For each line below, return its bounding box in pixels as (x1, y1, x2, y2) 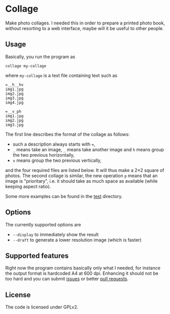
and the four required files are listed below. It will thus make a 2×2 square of (5, 167, 164, 173)
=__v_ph (5, 109, 22, 114)
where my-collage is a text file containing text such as (5, 72, 118, 78)
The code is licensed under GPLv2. (5, 304, 79, 310)
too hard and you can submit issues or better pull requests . (5, 276, 129, 282)
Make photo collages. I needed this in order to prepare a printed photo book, (5, 20, 165, 26)
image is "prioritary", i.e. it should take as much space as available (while (5, 178, 158, 184)
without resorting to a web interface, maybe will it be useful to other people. (5, 25, 164, 31)
